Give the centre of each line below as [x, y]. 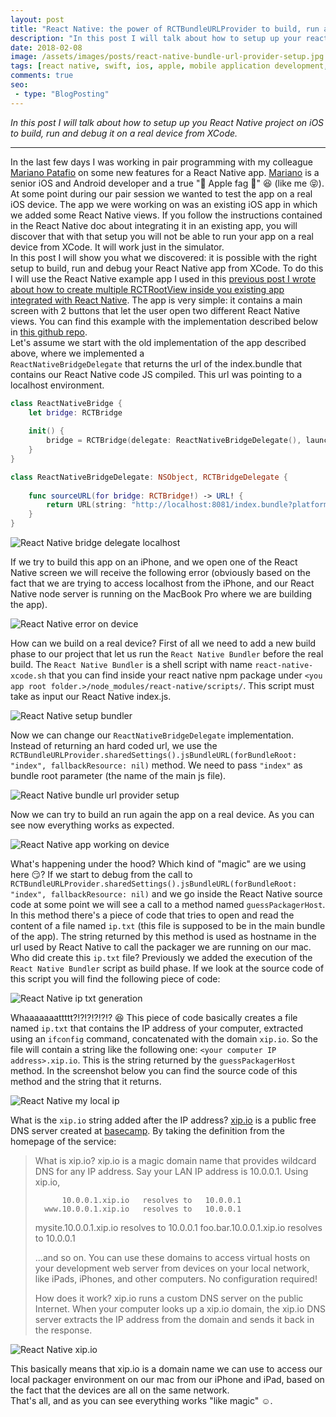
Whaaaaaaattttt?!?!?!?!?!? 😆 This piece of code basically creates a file [154, 1017]
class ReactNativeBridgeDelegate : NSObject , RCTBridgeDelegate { [149, 477]
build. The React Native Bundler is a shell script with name [131, 664]
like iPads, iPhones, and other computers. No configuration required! [176, 1279]
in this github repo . [49, 332]
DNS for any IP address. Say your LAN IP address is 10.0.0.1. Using [171, 1171]
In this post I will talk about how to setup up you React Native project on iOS [167, 122]
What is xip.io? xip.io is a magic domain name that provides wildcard [175, 1160]
